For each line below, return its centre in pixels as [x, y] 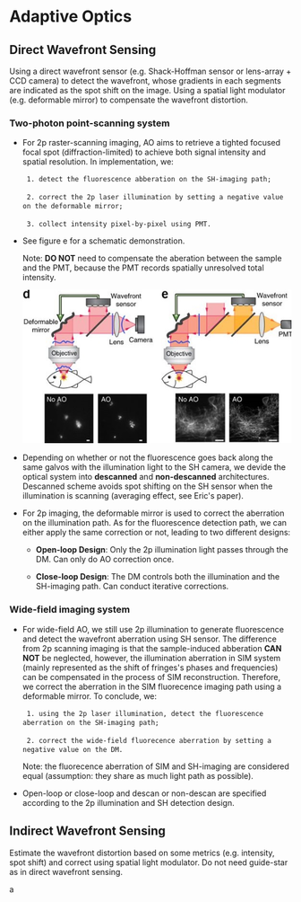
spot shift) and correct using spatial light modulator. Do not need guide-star [149, 862]
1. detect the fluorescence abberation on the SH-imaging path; [149, 180]
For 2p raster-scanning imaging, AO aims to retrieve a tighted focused [151, 143]
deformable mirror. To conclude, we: [90, 696]
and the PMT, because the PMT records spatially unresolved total [143, 268]
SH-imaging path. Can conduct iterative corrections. [132, 587]
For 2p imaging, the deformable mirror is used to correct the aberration [153, 513]
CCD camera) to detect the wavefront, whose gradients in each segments [146, 81]
